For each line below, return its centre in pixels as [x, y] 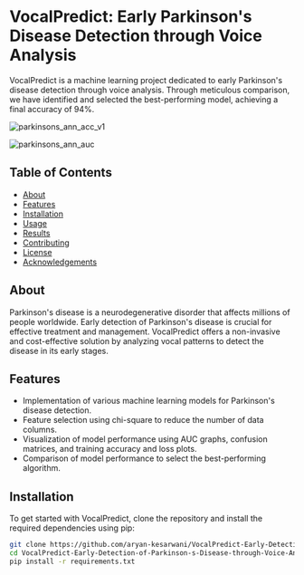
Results [36, 233]
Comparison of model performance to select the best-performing [144, 458]
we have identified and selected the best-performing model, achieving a [144, 99]
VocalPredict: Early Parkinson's [131, 17]
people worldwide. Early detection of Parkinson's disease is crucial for [141, 321]
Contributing [46, 243]
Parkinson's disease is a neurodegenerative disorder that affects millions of [150, 312]
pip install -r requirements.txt [72, 561]
